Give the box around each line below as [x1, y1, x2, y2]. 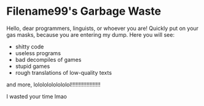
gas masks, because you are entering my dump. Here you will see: [6, 31, 175, 38]
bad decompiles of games [15, 56, 82, 63]
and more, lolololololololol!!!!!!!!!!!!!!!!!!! [6, 81, 101, 88]
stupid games [15, 62, 50, 70]
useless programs [15, 49, 61, 56]
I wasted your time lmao [6, 93, 68, 100]
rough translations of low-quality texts [15, 69, 112, 76]
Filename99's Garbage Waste [6, 4, 162, 18]
